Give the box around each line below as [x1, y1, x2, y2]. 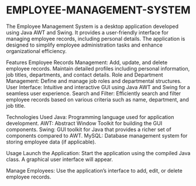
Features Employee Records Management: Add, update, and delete [6, 59, 168, 66]
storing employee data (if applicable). [6, 138, 97, 145]
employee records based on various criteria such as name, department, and [6, 96, 189, 103]
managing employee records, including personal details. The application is [6, 35, 185, 42]
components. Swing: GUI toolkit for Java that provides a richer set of [6, 126, 171, 133]
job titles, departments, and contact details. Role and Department [6, 71, 163, 78]
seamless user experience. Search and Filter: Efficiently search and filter [6, 90, 181, 97]
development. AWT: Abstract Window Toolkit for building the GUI [6, 120, 163, 127]
